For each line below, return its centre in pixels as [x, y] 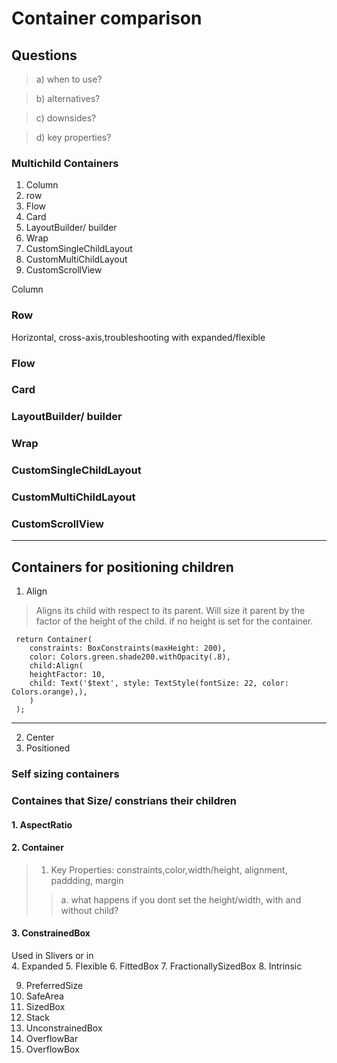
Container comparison [107, 18]
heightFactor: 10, [67, 675]
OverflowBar [52, 1039]
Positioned [48, 748]
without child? [89, 910]
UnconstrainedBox [64, 1028]
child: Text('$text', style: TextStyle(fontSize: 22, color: [159, 683]
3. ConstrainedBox [51, 933]
